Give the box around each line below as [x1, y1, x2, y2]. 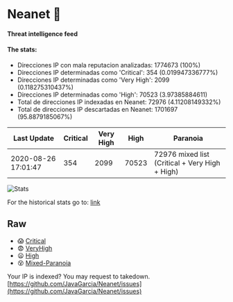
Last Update [12, 133, 54, 143]
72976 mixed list [153, 149, 210, 159]
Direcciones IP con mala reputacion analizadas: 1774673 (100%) [17, 60, 201, 69]
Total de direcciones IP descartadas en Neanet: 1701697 [17, 105, 178, 113]
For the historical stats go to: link [7, 198, 101, 206]
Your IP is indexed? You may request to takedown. [7, 272, 150, 280]
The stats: [7, 45, 37, 54]
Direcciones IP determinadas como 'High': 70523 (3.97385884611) [17, 90, 208, 99]
